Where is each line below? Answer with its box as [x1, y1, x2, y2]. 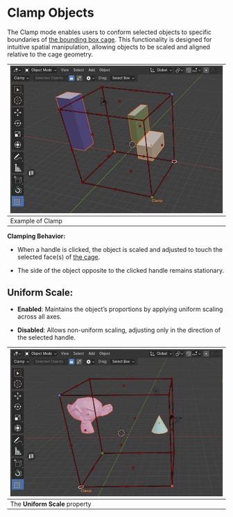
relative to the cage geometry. [7, 50, 94, 58]
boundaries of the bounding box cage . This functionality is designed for [7, 35, 212, 43]
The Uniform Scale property [10, 500, 92, 508]
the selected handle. [17, 333, 76, 342]
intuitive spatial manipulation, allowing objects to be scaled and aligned [7, 42, 210, 51]
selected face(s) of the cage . [17, 253, 101, 262]
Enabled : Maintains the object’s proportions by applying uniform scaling [17, 305, 223, 314]
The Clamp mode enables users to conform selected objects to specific [7, 28, 212, 36]
